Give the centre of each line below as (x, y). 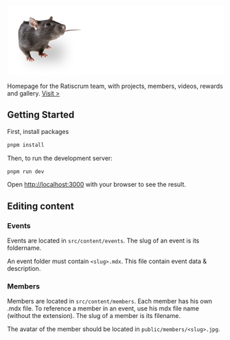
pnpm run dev (26, 171)
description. (24, 269)
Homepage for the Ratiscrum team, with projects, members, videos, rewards (115, 86)
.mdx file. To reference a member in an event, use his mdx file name (103, 308)
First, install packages (38, 131)
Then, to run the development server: (60, 158)
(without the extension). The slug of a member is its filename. (94, 316)
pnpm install (26, 145)
